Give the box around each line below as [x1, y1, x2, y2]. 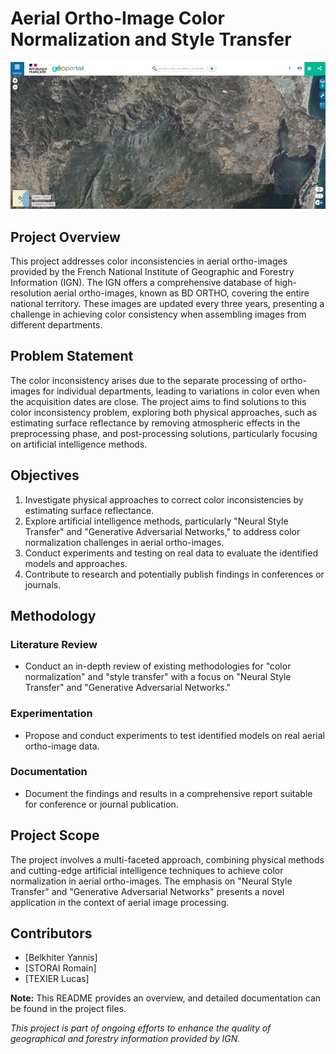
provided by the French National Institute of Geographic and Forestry [10, 265, 295, 277]
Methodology [10, 607, 97, 624]
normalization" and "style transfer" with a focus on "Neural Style [24, 671, 292, 683]
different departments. [10, 318, 103, 331]
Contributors [10, 925, 93, 942]
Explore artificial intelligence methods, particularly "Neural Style [24, 515, 289, 527]
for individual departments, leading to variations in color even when [42, 385, 321, 397]
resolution [10, 287, 52, 299]
